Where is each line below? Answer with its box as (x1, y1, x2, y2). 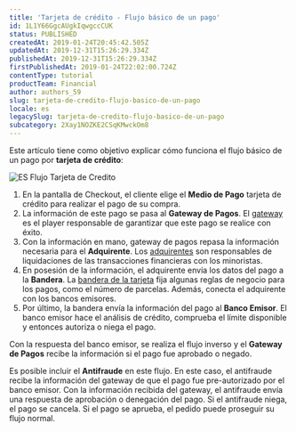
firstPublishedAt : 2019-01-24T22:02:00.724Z (9, 63, 177, 72)
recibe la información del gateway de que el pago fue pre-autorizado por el (9, 375, 285, 386)
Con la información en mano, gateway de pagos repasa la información (21, 237, 280, 247)
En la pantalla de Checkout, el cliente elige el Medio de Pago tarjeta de (21, 189, 282, 200)
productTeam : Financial (9, 79, 98, 88)
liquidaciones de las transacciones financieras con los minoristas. (21, 256, 263, 265)
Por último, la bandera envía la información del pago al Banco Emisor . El (21, 303, 287, 313)
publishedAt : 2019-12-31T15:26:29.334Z (9, 54, 157, 63)
